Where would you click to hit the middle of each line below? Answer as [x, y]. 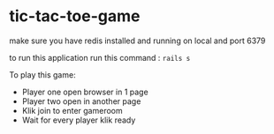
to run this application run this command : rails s [100, 57]
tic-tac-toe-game [75, 16]
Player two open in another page [81, 101]
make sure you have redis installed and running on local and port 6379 [137, 41]
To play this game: [43, 74]
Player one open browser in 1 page [85, 92]
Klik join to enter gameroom [72, 110]
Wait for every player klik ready [79, 120]
